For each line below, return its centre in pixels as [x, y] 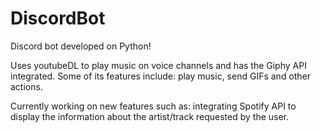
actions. [26, 86]
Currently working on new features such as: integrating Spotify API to [153, 106]
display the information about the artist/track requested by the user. [150, 116]
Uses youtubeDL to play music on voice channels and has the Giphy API [158, 65]
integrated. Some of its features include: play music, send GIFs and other [161, 76]
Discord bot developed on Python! [81, 46]
